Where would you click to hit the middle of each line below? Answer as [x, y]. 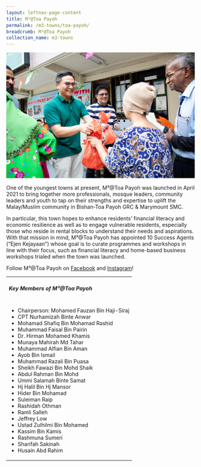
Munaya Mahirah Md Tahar [51, 342]
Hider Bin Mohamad [42, 393]
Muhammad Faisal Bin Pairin [53, 330]
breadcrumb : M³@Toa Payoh [38, 32]
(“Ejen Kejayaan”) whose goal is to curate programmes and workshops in [96, 244]
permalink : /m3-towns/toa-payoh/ [48, 25]
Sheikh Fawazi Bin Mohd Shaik [55, 368]
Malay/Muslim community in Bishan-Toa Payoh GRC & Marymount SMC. [95, 207]
